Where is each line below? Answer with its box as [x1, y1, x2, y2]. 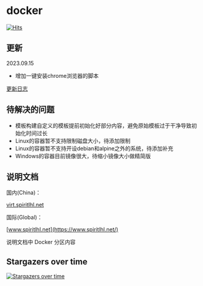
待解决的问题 [6, 105, 55, 115]
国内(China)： [6, 189, 41, 197]
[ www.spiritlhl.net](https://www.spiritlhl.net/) [6, 226, 119, 233]
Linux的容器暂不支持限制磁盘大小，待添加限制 [15, 137, 131, 144]
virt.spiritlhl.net [6, 201, 45, 209]
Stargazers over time [6, 256, 88, 267]
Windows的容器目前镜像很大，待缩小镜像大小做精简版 [15, 152, 151, 159]
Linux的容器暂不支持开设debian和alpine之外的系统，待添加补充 [15, 144, 174, 152]
